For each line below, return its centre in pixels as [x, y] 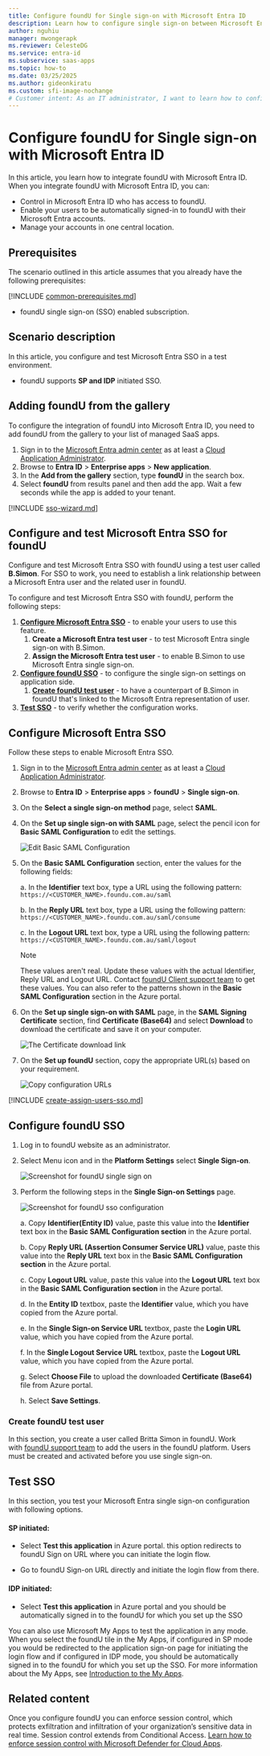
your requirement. [50, 1069]
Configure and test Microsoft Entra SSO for [118, 534]
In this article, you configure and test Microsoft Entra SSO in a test [118, 356]
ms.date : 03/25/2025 [43, 76]
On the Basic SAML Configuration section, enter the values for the [131, 864]
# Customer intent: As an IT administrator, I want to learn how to [125, 98]
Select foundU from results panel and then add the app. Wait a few [131, 483]
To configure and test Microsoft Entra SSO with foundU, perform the [121, 598]
